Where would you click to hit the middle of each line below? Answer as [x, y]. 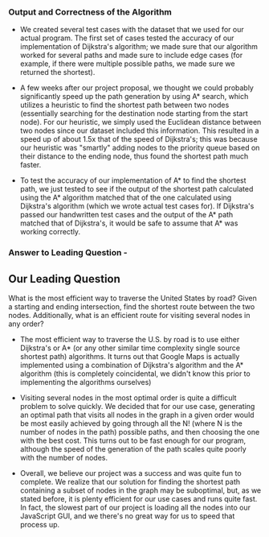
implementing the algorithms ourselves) [86, 382]
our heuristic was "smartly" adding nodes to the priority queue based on [140, 148]
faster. [31, 165]
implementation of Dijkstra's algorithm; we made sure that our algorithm [139, 47]
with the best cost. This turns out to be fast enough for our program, [133, 440]
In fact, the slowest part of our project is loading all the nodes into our [135, 508]
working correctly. [50, 232]
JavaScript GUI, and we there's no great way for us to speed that [127, 516]
